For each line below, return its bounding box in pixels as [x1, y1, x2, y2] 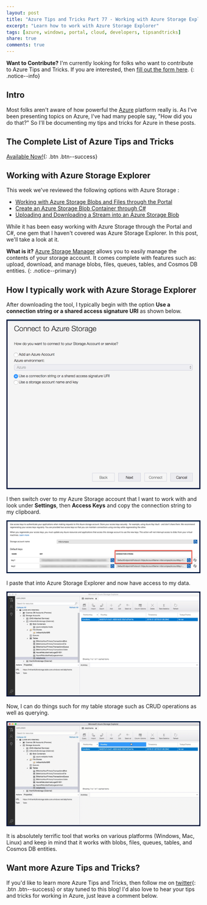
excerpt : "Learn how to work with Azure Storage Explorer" [6, 23, 160, 29]
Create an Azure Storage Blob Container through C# [15, 204, 146, 212]
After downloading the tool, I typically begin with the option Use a [6, 301, 170, 309]
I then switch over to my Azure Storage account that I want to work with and [6, 495, 197, 502]
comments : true [6, 42, 45, 48]
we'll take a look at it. [6, 236, 60, 243]
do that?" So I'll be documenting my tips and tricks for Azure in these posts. [6, 119, 196, 126]
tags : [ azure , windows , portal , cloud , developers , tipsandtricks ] [6, 29, 181, 35]
